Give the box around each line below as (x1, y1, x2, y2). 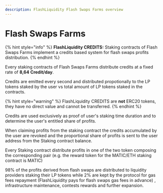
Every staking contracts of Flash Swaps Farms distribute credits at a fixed (5, 64, 153, 70)
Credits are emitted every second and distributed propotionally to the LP (5, 78, 150, 84)
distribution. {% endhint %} (5, 54, 60, 60)
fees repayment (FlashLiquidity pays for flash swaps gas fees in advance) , (5, 177, 156, 183)
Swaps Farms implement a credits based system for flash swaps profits (5, 49, 149, 55)
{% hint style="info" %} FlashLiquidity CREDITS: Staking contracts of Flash (5, 44, 158, 50)
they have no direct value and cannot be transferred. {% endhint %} (5, 103, 142, 109)
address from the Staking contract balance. (5, 138, 93, 143)
